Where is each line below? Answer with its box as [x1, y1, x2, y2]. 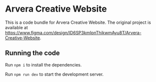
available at [5, 24, 28, 30]
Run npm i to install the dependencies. [5, 62, 82, 67]
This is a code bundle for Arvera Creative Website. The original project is [5, 19, 151, 25]
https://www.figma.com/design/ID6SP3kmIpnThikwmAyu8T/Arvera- [5, 30, 142, 35]
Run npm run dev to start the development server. [5, 71, 104, 77]
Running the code [5, 49, 60, 57]
